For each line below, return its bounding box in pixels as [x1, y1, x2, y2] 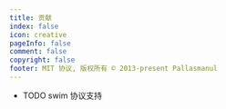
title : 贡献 [9, 13, 52, 23]
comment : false [9, 47, 67, 56]
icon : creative [9, 30, 67, 39]
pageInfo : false [9, 38, 71, 48]
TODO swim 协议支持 [22, 90, 103, 101]
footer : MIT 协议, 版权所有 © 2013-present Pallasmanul [9, 64, 218, 74]
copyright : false [9, 55, 76, 64]
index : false [9, 22, 59, 31]
